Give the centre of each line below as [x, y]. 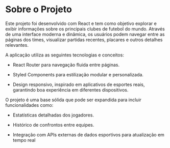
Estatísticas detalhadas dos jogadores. [53, 115]
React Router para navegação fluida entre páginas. [66, 65]
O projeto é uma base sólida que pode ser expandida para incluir [74, 100]
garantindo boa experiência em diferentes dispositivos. [70, 90]
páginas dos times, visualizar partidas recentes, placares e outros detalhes [84, 40]
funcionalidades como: [29, 105]
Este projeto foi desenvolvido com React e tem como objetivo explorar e [81, 23]
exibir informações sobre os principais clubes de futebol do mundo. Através [85, 28]
